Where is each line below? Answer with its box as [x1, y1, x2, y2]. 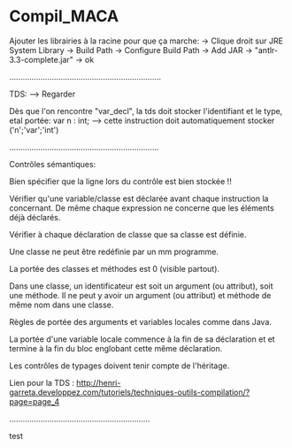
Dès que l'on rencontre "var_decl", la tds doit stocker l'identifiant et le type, [9, 105, 283, 116]
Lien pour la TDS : [9, 377, 75, 388]
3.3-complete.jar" [9, 54, 73, 65]
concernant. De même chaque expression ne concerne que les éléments [9, 202, 274, 213]
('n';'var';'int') [9, 124, 59, 135]
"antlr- [254, 44, 279, 55]
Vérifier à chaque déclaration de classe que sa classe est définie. [9, 228, 247, 240]
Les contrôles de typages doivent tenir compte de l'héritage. [9, 360, 230, 371]
